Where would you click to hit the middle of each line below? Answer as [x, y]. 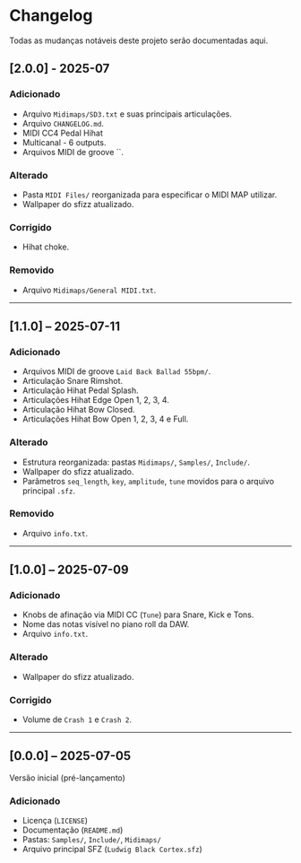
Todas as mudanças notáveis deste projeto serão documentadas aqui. [139, 40]
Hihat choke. [46, 247]
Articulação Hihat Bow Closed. [79, 410]
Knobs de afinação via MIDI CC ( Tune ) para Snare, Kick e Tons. [138, 615]
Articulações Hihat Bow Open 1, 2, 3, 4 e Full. [105, 419]
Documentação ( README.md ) [73, 830]
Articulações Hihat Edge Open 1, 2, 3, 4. [96, 400]
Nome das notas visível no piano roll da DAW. [106, 624]
